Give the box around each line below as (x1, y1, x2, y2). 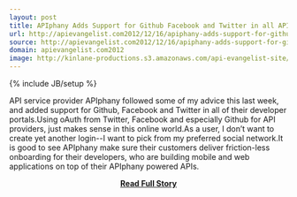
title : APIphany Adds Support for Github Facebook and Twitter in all (9, 21, 275, 30)
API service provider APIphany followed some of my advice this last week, (9, 95, 279, 106)
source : (9, 37, 38, 47)
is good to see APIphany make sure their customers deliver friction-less (9, 142, 270, 153)
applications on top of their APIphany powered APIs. (9, 161, 200, 171)
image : (9, 54, 34, 63)
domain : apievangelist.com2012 (9, 46, 125, 55)
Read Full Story (119, 178, 178, 188)
